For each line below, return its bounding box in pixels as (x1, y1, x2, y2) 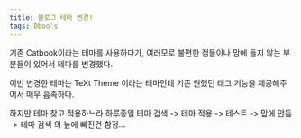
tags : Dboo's (9, 22, 59, 30)
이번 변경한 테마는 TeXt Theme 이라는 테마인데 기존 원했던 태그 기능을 (9, 77, 257, 88)
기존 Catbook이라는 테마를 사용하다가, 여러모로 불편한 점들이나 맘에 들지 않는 (9, 47, 281, 58)
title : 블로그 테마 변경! (9, 13, 94, 22)
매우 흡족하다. (25, 89, 75, 99)
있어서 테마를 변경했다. (32, 58, 114, 69)
